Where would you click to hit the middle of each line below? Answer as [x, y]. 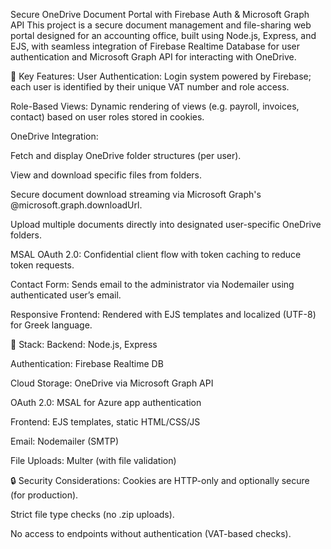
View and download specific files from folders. [106, 175]
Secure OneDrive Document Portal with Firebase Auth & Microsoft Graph [160, 14]
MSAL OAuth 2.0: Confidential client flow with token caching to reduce [156, 254]
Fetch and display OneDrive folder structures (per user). [126, 155]
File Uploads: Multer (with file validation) [93, 460]
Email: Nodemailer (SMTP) [65, 441]
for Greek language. [51, 325]
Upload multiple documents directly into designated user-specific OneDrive [166, 224]
